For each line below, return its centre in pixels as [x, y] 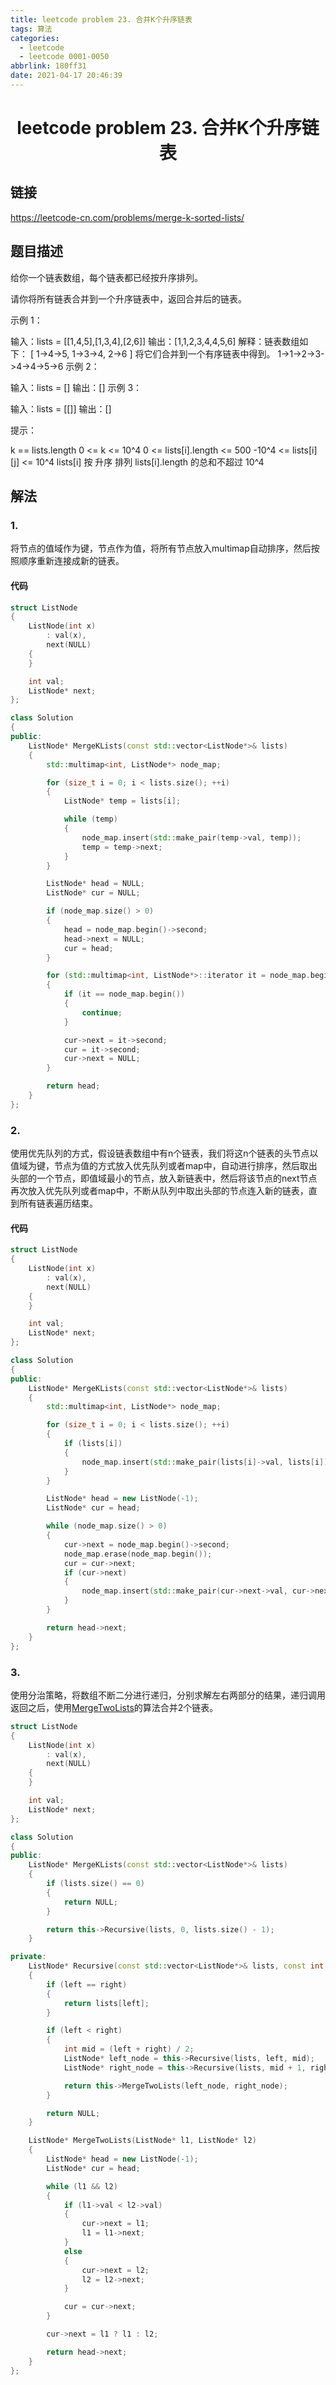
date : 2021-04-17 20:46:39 [66, 76]
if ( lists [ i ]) [93, 1444]
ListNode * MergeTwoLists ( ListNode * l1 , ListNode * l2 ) [142, 2141]
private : [28, 1957]
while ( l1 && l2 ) [82, 2186]
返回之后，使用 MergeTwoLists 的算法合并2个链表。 [114, 1707]
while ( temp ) [90, 819]
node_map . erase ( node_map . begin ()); [138, 1554]
